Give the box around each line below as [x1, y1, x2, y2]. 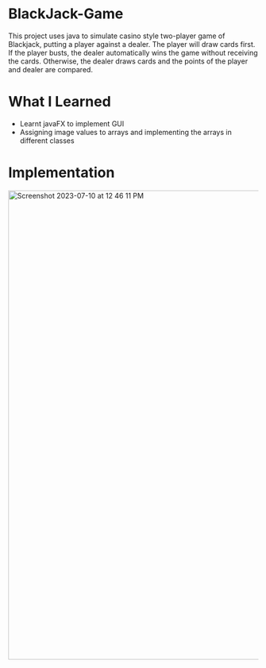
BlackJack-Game [8, 5, 124, 23]
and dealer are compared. [8, 64, 94, 74]
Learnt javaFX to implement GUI [19, 118, 125, 128]
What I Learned [8, 93, 111, 111]
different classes [19, 136, 75, 145]
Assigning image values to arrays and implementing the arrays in [19, 127, 232, 137]
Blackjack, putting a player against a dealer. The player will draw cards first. [8, 39, 256, 48]
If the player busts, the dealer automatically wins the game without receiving [8, 48, 258, 57]
